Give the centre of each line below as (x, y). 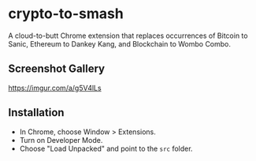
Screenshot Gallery (56, 69)
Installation (36, 112)
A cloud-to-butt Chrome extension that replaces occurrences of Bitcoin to (128, 36)
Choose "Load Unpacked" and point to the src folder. (106, 148)
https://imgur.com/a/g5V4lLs (55, 88)
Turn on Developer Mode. (61, 140)
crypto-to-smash (66, 14)
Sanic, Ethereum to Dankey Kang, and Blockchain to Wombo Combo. (119, 43)
